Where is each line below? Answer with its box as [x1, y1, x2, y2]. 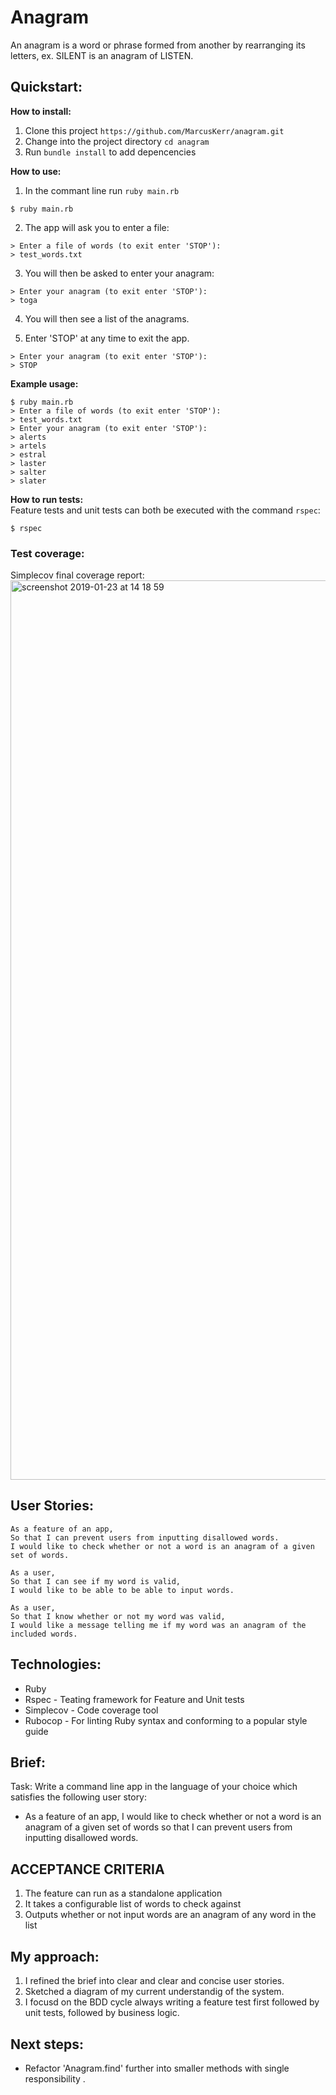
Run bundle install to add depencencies [24, 146, 197, 158]
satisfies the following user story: [10, 1791, 148, 1803]
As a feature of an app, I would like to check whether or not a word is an [24, 1811, 322, 1823]
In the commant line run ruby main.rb [24, 184, 180, 196]
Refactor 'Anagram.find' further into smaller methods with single [24, 2062, 290, 2074]
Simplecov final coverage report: [10, 569, 145, 581]
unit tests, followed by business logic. [24, 2007, 180, 2019]
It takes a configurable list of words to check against [24, 1898, 242, 1910]
